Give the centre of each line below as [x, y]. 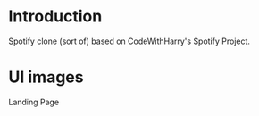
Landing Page [34, 102]
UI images [46, 77]
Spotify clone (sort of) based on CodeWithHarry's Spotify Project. [129, 41]
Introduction [55, 17]
